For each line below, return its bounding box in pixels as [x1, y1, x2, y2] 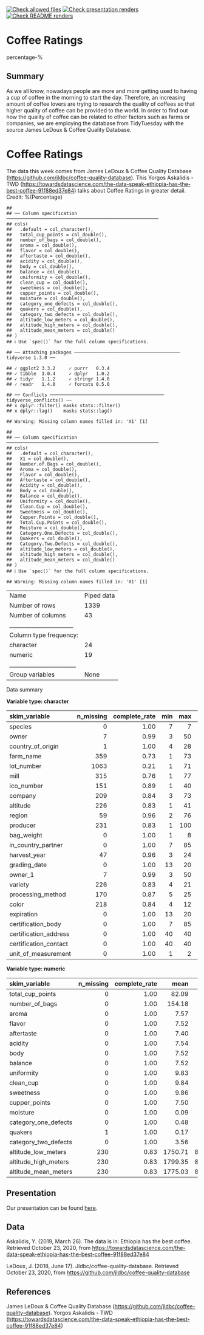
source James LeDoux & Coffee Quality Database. [6, 126, 132, 133]
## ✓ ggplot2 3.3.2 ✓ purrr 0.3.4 [6, 365, 110, 371]
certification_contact [9, 939, 69, 948]
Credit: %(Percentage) [6, 193, 63, 201]
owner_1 [9, 870, 35, 879]
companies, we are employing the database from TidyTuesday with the [6, 119, 184, 127]
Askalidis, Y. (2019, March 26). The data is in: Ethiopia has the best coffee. [6, 1238, 192, 1245]
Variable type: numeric [6, 965, 66, 972]
